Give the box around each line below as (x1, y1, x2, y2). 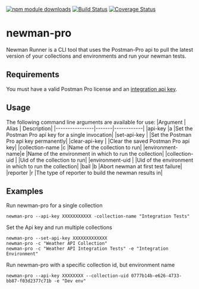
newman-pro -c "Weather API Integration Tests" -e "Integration (6, 246, 169, 252)
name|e (6, 150, 25, 157)
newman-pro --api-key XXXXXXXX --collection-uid (6, 273, 129, 279)
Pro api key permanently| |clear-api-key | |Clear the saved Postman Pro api (6, 137, 190, 144)
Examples (6, 186, 43, 196)
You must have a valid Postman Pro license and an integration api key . (6, 85, 178, 92)
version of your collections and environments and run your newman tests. (6, 52, 187, 59)
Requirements (6, 70, 59, 80)
